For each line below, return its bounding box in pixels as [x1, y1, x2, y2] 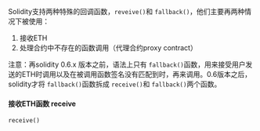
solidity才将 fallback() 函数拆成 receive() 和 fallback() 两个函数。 [8, 79, 222, 89]
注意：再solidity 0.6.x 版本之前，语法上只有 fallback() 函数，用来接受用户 [8, 60, 246, 69]
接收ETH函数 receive [8, 99, 77, 108]
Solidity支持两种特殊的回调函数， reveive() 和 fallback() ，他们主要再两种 [8, 7, 245, 16]
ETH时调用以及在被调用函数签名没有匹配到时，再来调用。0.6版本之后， [21, 70, 252, 78]
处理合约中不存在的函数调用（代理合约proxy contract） [19, 43, 197, 53]
